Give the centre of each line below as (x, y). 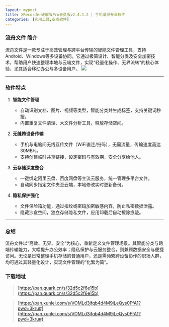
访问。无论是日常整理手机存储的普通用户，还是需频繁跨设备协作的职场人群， (84, 256)
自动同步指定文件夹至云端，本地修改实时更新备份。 (73, 184)
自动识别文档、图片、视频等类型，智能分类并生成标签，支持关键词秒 (91, 110)
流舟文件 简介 (21, 38)
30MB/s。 (30, 150)
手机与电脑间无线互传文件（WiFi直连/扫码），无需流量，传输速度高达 (90, 144)
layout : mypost (21, 10)
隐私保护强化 (26, 195)
